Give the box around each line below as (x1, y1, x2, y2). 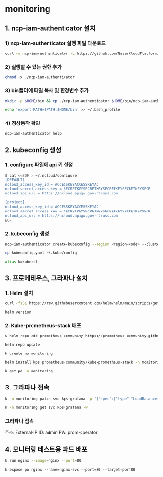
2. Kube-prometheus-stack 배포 (5, 322, 81, 329)
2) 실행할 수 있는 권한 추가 (5, 63, 62, 70)
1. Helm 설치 (5, 289, 33, 296)
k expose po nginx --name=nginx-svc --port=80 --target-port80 (5, 467, 136, 472)
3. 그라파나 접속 (5, 383, 49, 391)
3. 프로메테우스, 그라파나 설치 (5, 274, 88, 282)
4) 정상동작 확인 (5, 120, 40, 126)
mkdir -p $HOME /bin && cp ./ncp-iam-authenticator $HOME (5, 99, 123, 104)
